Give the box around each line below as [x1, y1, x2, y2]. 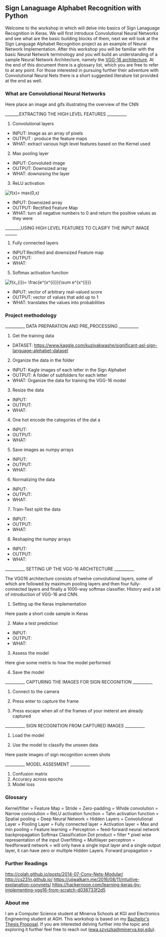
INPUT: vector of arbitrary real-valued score [12, 289, 102, 295]
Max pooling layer [12, 151, 49, 156]
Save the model [12, 669, 44, 675]
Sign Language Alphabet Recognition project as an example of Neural [5, 41, 147, 47]
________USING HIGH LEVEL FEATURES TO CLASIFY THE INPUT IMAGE [5, 225, 150, 231]
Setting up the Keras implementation [12, 601, 87, 607]
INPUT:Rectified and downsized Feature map [12, 249, 104, 255]
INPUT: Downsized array [12, 200, 63, 206]
